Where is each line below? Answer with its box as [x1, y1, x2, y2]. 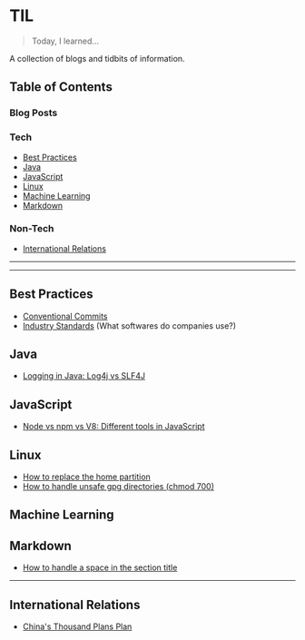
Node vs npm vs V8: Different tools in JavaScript [22, 421, 205, 432]
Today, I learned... [31, 35, 100, 46]
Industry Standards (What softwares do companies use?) [22, 320, 237, 331]
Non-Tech [9, 222, 54, 235]
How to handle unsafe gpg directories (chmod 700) [22, 481, 215, 492]
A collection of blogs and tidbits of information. [9, 53, 185, 64]
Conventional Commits [22, 310, 108, 321]
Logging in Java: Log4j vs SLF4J [22, 370, 146, 381]
